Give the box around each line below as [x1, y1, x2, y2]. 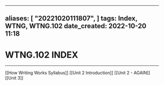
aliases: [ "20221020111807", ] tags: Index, [5, 14, 138, 22]
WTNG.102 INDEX [5, 49, 79, 60]
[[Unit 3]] [5, 75, 23, 81]
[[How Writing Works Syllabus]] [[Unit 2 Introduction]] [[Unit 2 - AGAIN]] [5, 70, 150, 76]
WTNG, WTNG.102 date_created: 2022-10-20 [5, 22, 146, 30]
